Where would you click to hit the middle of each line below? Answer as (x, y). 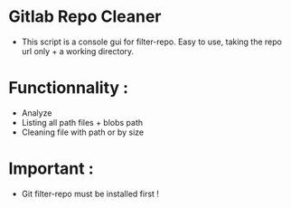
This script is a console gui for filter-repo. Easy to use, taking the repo (151, 42)
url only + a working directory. (78, 51)
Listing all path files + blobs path (82, 122)
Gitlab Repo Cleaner (85, 17)
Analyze (37, 113)
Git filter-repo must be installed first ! (90, 194)
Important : (51, 169)
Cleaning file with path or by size (83, 132)
